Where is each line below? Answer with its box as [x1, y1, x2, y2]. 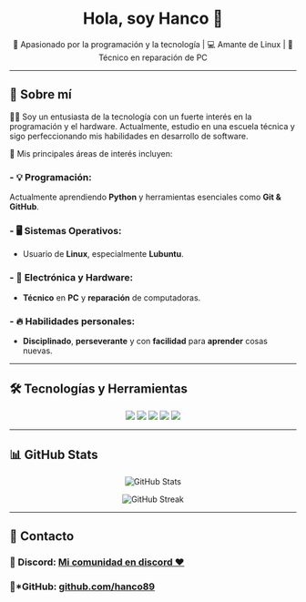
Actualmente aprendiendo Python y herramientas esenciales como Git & [9, 191, 282, 203]
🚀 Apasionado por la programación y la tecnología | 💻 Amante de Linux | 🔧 [13, 38, 293, 49]
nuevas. [22, 345, 53, 356]
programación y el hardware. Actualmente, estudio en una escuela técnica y [9, 120, 296, 131]
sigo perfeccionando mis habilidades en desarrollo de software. [9, 130, 249, 141]
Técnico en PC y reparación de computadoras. [22, 291, 201, 303]
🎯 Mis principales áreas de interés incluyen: [9, 148, 173, 158]
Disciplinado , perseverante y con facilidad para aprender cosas [22, 335, 269, 346]
